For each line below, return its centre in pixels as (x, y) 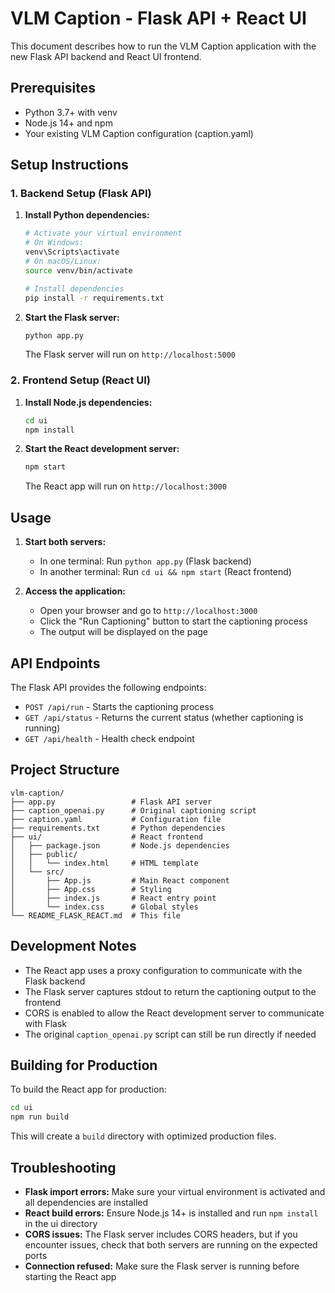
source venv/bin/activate (78, 270)
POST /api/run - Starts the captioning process (119, 706)
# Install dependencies (74, 288)
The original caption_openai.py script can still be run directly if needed (170, 1034)
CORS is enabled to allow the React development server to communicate (174, 1013)
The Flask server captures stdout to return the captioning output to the (170, 991)
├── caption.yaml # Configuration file (116, 819)
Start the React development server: (102, 449)
